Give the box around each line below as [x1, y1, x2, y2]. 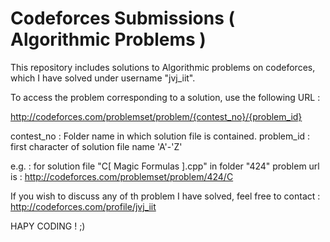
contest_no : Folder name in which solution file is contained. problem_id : [10, 130, 311, 142]
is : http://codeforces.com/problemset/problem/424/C [10, 170, 234, 182]
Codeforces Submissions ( [10, 7, 236, 30]
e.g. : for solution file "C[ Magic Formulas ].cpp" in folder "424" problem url [10, 160, 320, 172]
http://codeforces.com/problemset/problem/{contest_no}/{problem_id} [10, 110, 303, 122]
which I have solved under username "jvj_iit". [10, 72, 196, 84]
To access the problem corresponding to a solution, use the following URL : [10, 91, 321, 103]
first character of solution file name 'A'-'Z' [10, 140, 183, 152]
